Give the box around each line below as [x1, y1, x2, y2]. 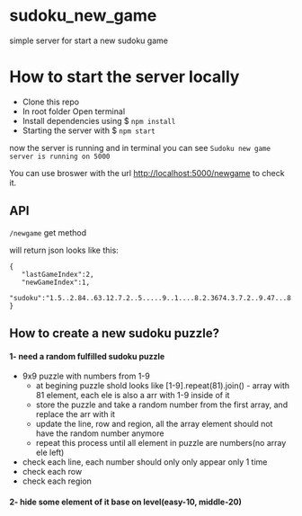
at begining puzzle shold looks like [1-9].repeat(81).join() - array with [35, 380, 290, 391]
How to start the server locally [9, 67, 240, 87]
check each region [22, 476, 93, 486]
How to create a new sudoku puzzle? [9, 325, 220, 342]
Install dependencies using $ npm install [22, 115, 176, 126]
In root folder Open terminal [22, 105, 126, 117]
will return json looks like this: [9, 245, 119, 255]
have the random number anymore [35, 428, 164, 439]
